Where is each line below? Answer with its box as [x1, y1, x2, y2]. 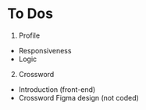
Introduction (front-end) [18, 84, 96, 94]
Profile [18, 31, 41, 40]
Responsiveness [18, 46, 72, 55]
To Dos [7, 5, 54, 23]
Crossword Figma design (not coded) [18, 93, 140, 102]
